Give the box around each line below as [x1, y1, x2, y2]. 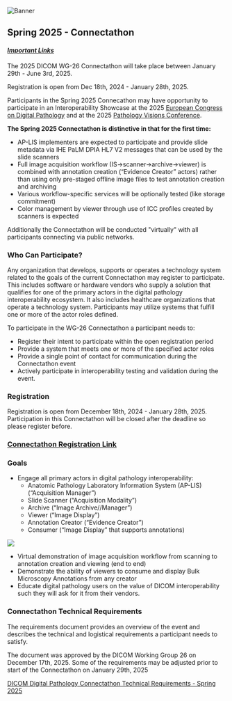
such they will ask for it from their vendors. [17, 589, 140, 598]
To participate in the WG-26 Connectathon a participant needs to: [7, 324, 195, 332]
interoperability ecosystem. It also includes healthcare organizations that [7, 295, 215, 304]
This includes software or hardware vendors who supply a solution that [7, 281, 210, 289]
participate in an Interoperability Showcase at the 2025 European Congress [7, 103, 223, 111]
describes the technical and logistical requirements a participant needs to [7, 630, 217, 638]
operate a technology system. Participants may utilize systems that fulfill [7, 303, 215, 311]
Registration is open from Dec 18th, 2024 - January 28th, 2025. [7, 82, 189, 90]
